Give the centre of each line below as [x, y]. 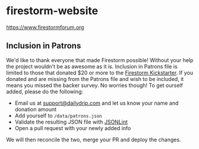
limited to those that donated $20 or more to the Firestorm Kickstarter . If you [99, 73]
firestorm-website [52, 11]
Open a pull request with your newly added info [73, 128]
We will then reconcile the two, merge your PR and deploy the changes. [94, 140]
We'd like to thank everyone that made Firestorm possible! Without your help [100, 60]
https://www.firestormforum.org [45, 27]
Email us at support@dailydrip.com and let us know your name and [97, 103]
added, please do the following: [45, 91]
